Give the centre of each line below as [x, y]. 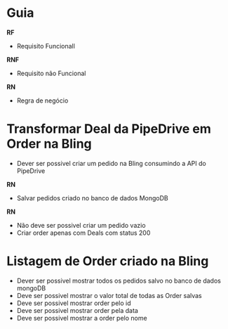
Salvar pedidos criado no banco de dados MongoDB [93, 198]
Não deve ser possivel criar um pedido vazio [81, 225]
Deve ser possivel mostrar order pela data [77, 310]
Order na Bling [49, 144]
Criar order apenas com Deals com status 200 [83, 233]
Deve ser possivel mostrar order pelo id [74, 303]
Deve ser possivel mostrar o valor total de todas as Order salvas [109, 295]
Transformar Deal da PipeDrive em [109, 129]
